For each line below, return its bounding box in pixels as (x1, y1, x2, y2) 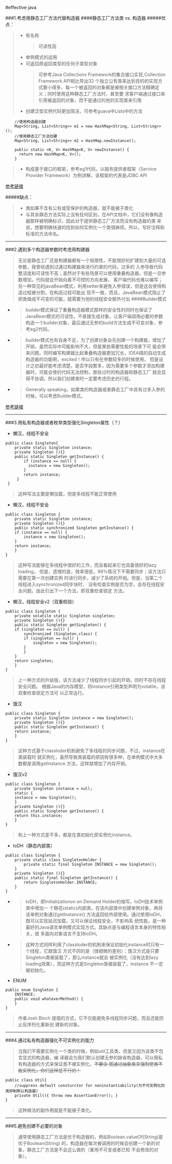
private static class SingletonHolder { (14, 857, 102, 862)
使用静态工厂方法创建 (18, 134, 57, 139)
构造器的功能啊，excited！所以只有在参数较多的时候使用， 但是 (25, 356, 159, 362)
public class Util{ (5, 1078, 47, 1083)
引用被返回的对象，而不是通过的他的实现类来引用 (38, 97, 142, 103)
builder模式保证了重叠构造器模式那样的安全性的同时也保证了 (25, 307, 153, 313)
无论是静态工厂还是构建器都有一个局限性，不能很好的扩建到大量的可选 (17, 257, 166, 264)
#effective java (5, 5, 37, 10)
